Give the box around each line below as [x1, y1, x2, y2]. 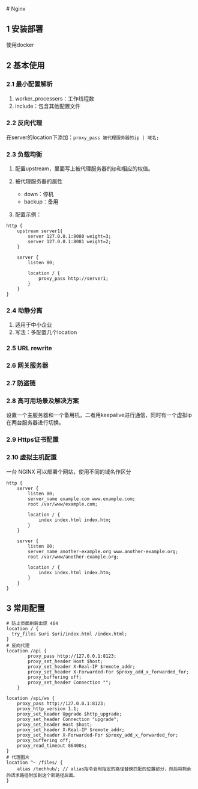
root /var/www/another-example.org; [28, 554, 119, 560]
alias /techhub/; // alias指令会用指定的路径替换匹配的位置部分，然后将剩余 [17, 766, 191, 772]
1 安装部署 [6, 24, 44, 34]
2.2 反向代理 [6, 119, 43, 127]
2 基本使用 [6, 60, 45, 71]
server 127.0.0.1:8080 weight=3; [28, 234, 112, 240]
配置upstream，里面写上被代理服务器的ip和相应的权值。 [14, 165, 154, 172]
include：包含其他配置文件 [14, 102, 81, 110]
